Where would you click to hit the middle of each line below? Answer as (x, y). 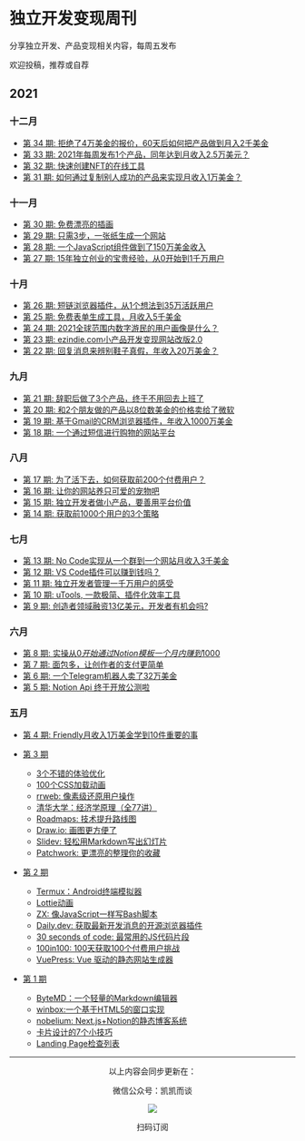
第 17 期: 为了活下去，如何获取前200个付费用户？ (114, 479)
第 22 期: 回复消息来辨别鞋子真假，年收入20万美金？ (121, 351)
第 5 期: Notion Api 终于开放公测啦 (86, 687)
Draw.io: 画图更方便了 (77, 830)
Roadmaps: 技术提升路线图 (86, 819)
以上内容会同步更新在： (152, 1071)
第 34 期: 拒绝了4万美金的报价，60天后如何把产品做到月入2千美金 (146, 143)
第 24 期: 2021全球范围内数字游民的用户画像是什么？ (121, 329)
